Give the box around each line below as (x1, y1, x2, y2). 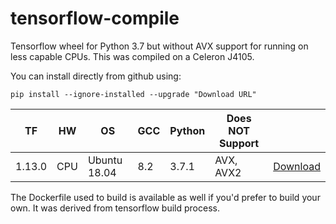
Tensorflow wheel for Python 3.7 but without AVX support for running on (10, 40, 309, 52)
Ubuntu (87, 153, 123, 167)
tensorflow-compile (10, 7, 180, 30)
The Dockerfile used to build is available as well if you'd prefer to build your (10, 191, 321, 203)
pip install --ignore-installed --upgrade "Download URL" (10, 89, 257, 99)
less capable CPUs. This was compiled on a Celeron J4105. (10, 50, 255, 62)
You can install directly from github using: (10, 70, 182, 82)
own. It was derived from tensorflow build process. (10, 202, 220, 214)
